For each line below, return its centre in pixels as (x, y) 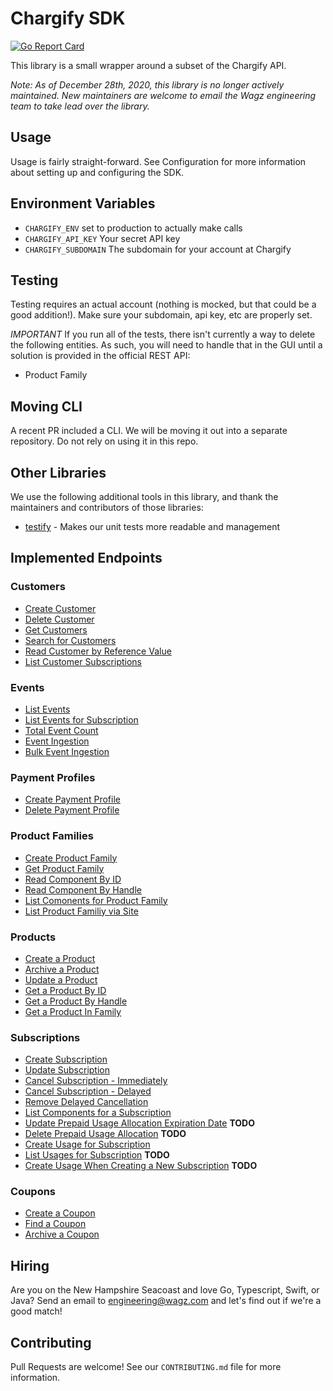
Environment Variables (83, 203)
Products (33, 937)
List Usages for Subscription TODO (97, 1155)
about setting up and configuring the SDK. (97, 172)
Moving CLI (46, 406)
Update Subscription (67, 1070)
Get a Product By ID (65, 990)
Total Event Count (61, 730)
